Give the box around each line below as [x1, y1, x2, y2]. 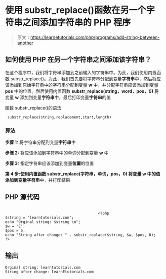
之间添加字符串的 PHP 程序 [22, 17, 131, 28]
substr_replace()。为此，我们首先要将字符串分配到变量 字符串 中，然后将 [10, 75, 157, 82]
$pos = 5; [5, 228, 26, 233]
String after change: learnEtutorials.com [5, 269, 94, 274]
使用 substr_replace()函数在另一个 [5, 4, 147, 16]
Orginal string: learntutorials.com [5, 265, 81, 270]
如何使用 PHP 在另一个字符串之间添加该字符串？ [5, 56, 152, 64]
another [17, 40, 34, 46]
